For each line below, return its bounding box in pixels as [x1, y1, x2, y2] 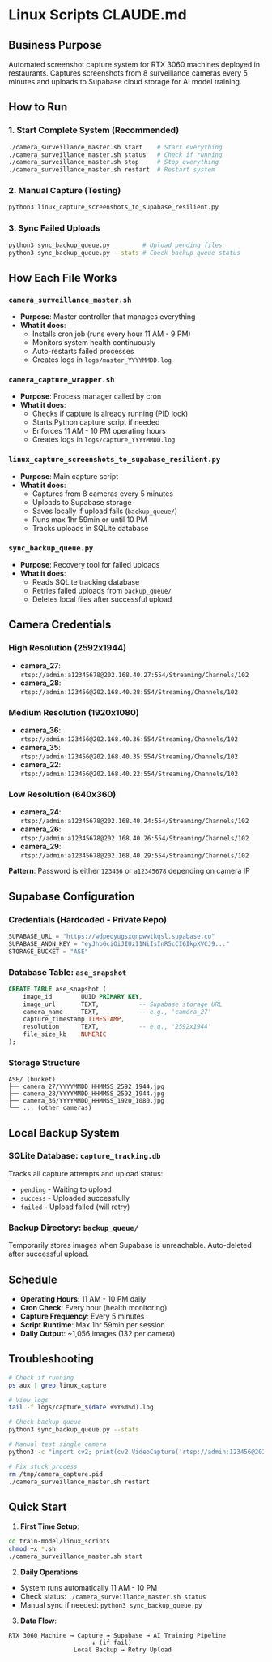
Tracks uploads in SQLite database [32, 523, 149, 533]
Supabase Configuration [8, 889, 135, 903]
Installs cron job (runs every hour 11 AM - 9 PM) [32, 329, 192, 339]
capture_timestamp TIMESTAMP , [23, 1015, 125, 1024]
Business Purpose [8, 38, 103, 52]
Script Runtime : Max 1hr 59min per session [19, 1319, 166, 1329]
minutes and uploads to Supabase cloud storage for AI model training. [8, 77, 242, 86]
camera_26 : [19, 824, 62, 834]
